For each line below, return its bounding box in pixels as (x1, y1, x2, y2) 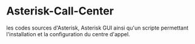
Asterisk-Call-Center (6, 4, 114, 18)
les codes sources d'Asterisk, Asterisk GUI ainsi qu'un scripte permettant (6, 24, 189, 31)
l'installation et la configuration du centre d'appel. (6, 30, 130, 37)
